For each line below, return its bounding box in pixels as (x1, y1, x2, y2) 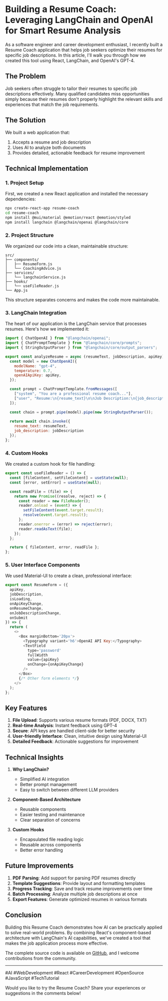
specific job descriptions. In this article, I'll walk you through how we (5, 52, 146, 58)
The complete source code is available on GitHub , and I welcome (5, 950, 139, 956)
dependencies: (5, 196, 36, 202)
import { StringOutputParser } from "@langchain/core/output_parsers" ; (5, 345, 157, 350)
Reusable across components (19, 842, 81, 848)
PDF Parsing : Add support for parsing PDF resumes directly (12, 875, 136, 881)
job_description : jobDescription (14, 428, 84, 433)
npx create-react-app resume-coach (5, 206, 79, 211)
